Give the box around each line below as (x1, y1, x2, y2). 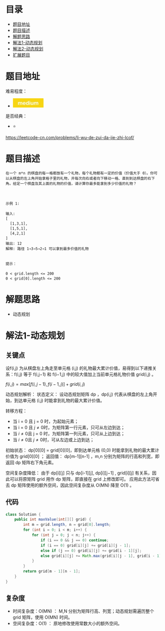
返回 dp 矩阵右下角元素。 (5, 459, 57, 465)
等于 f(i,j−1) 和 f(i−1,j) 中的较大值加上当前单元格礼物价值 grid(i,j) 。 (23, 371, 156, 377)
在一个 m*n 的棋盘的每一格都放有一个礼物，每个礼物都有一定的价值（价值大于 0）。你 (5, 171, 154, 175)
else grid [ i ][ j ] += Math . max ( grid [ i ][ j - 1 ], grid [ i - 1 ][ (40, 553, 164, 558)
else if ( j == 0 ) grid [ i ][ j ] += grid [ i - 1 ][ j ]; (40, 548, 142, 553)
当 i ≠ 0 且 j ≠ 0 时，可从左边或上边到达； (12, 436, 94, 442)
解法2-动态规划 (12, 46, 44, 52)
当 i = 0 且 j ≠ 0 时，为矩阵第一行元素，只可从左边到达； (12, 424, 125, 430)
